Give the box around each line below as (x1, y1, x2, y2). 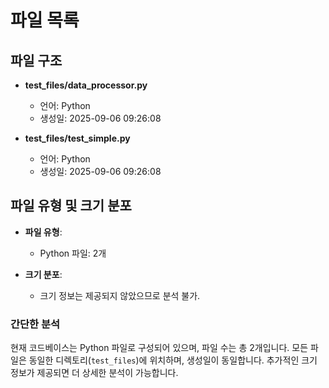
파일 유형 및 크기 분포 (10, 197, 132, 215)
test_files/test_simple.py (24, 132, 131, 144)
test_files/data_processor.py (24, 79, 148, 91)
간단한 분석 (10, 317, 61, 331)
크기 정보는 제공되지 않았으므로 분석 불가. (39, 289, 201, 301)
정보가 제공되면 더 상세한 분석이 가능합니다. (10, 367, 179, 379)
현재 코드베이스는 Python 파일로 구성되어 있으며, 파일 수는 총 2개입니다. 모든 (10, 342, 309, 354)
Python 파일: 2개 (39, 247, 107, 259)
